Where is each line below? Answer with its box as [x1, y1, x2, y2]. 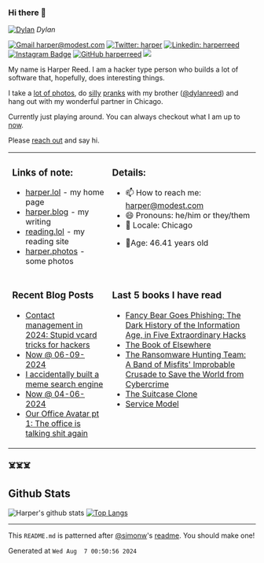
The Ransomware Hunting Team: [125, 350, 246, 361]
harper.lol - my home [25, 187, 104, 198]
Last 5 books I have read [112, 289, 222, 302]
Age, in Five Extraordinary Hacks [125, 330, 246, 341]
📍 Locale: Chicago [125, 220, 193, 231]
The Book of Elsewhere [125, 339, 211, 350]
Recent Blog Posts [12, 289, 94, 302]
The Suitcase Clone [125, 389, 198, 400]
